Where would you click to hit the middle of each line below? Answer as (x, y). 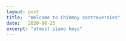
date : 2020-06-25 (31, 23)
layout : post (23, 12)
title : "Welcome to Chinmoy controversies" (63, 17)
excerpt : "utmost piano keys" (45, 29)
